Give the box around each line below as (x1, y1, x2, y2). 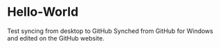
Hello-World (7, 4, 79, 20)
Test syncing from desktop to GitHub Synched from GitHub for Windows (7, 27, 213, 35)
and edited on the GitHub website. (7, 34, 105, 42)
